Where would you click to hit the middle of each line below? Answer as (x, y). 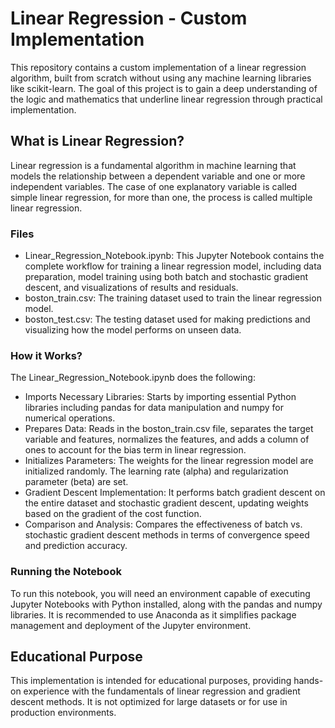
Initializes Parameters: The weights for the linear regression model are (169, 461)
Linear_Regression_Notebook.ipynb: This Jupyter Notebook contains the (174, 256)
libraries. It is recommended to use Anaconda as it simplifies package (153, 614)
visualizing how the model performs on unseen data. (133, 330)
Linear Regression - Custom (129, 18)
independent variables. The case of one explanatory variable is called (154, 186)
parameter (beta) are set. (76, 482)
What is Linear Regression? (97, 141)
